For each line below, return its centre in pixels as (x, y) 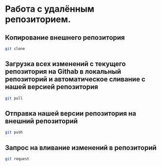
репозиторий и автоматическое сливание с (75, 79)
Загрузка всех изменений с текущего (65, 64)
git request (17, 159)
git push (14, 132)
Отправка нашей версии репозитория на (71, 113)
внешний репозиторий (41, 121)
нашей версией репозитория (52, 87)
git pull (14, 98)
